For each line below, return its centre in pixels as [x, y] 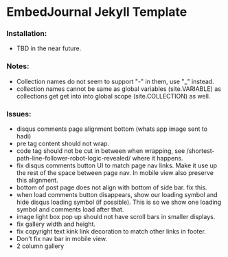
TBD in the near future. [49, 48]
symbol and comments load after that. [70, 209]
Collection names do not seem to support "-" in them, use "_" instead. [115, 81]
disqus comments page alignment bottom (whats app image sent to [112, 129]
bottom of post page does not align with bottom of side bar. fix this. [112, 187]
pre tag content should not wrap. [63, 144]
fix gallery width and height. [56, 224]
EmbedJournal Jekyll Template [97, 12]
